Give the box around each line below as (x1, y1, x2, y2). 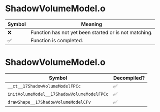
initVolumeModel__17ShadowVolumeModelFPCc (7, 91, 109, 97)
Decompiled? (113, 74, 145, 81)
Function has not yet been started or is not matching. (30, 29, 153, 36)
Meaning (81, 21, 102, 28)
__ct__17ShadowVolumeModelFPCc (7, 83, 81, 89)
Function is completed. (30, 37, 84, 44)
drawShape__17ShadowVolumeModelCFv (7, 99, 91, 105)
